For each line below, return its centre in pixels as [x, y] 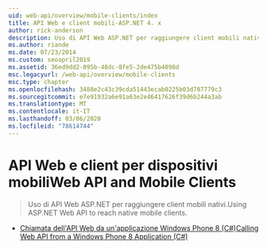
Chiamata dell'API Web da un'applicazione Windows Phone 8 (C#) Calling [139, 228]
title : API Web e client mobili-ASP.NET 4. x [85, 23]
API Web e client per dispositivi [113, 165]
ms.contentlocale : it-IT [49, 112]
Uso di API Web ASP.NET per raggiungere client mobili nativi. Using [137, 204]
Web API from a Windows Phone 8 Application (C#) [104, 236]
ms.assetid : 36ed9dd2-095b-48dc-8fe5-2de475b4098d [94, 67]
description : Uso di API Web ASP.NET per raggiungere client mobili [124, 38]
